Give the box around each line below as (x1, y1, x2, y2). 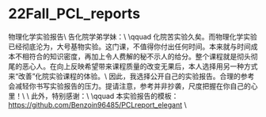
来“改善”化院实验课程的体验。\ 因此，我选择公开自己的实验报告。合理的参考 (8, 71, 255, 81)
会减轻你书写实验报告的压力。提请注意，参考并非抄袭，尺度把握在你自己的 (8, 81, 251, 91)
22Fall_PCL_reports (8, 5, 141, 23)
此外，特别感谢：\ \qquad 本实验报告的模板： (30, 91, 179, 100)
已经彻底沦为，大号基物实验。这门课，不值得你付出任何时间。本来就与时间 (8, 41, 251, 51)
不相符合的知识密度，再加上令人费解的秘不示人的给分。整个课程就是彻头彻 (14, 51, 258, 61)
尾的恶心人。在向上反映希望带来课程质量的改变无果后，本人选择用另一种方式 (8, 61, 258, 71)
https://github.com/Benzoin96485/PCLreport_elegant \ (8, 100, 188, 109)
